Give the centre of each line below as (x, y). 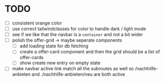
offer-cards (31, 58)
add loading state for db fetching (54, 46)
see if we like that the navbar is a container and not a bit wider (77, 35)
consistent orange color (37, 23)
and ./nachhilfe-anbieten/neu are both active (78, 74)
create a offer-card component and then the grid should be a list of (90, 52)
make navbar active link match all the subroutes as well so (73, 69)
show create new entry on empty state (60, 63)
